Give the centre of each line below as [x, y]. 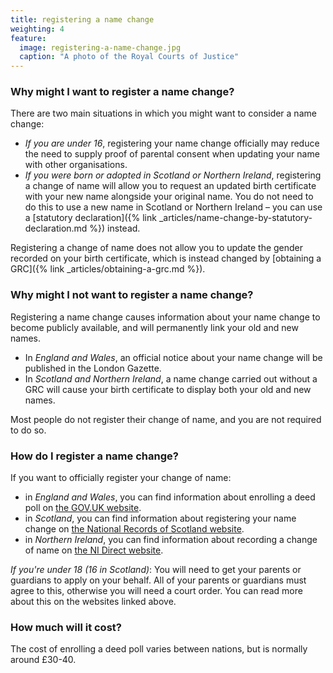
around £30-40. [43, 660]
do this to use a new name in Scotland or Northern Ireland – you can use [173, 207]
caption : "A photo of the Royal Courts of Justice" [129, 57]
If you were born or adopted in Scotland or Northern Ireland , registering [173, 175]
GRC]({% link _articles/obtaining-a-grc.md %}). [108, 269]
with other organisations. [76, 165]
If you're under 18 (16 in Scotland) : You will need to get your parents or [156, 570]
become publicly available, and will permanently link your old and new [154, 327]
